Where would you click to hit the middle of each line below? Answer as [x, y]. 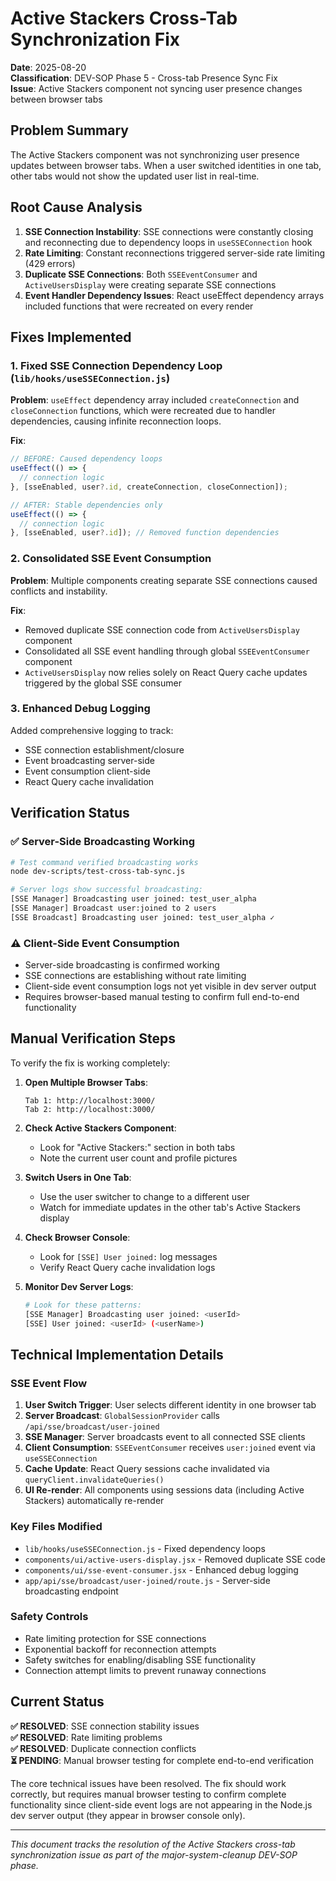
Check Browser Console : [77, 1237]
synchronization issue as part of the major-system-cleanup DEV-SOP [154, 1854]
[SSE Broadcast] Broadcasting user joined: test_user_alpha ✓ [142, 917]
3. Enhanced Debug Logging [80, 709]
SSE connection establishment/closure [104, 749]
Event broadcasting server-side [89, 760]
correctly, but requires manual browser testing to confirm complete [148, 1794]
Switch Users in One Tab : [78, 1177]
